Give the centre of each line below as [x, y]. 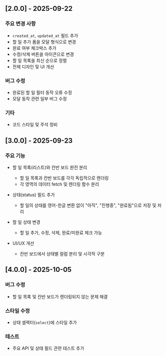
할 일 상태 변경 [26, 222]
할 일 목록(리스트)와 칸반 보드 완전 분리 [50, 167]
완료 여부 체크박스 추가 [34, 48]
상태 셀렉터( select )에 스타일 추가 [44, 322]
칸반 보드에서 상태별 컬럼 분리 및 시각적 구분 [62, 254]
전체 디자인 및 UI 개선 [33, 67]
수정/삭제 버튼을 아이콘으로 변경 [43, 54]
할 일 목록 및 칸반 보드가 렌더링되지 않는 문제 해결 [60, 296]
